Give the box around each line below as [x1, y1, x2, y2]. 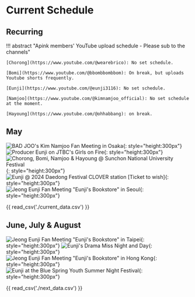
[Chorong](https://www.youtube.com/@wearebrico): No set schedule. [6, 60, 174, 65]
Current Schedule [6, 4, 94, 17]
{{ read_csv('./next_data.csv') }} [6, 284, 83, 291]
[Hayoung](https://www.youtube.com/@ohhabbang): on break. [6, 111, 153, 117]
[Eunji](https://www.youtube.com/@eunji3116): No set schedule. [6, 85, 166, 91]
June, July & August [6, 220, 81, 230]
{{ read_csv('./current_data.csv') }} [6, 203, 90, 210]
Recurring [6, 27, 43, 37]
